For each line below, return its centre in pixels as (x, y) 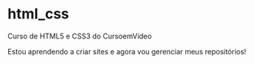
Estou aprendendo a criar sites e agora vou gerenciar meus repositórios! (127, 51)
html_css (38, 14)
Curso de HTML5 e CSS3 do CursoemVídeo (80, 36)
